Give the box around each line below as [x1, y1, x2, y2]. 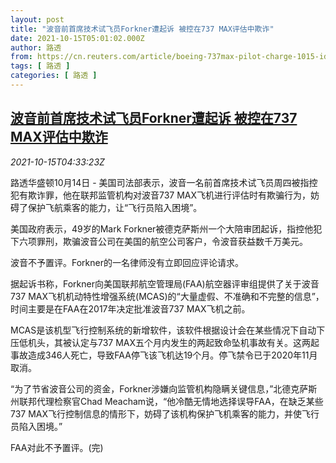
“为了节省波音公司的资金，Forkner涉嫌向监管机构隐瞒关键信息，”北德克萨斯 [10, 382, 318, 395]
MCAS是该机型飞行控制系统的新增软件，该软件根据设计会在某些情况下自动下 [10, 324, 326, 336]
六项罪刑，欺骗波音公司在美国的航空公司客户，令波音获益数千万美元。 [18, 235, 308, 247]
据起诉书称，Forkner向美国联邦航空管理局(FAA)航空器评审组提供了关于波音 [10, 277, 320, 290]
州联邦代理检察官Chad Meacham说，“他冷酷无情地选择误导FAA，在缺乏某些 [10, 395, 324, 407]
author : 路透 [10, 42, 62, 53]
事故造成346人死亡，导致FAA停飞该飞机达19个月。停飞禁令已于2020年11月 [10, 349, 318, 361]
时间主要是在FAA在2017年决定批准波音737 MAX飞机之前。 [10, 302, 251, 315]
